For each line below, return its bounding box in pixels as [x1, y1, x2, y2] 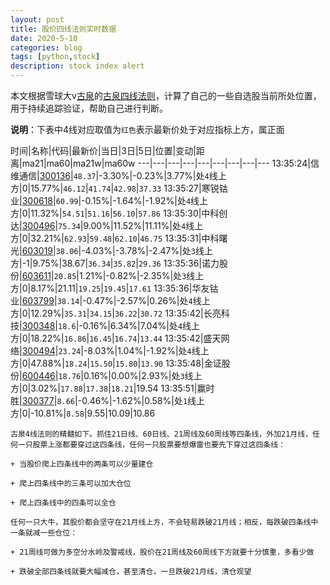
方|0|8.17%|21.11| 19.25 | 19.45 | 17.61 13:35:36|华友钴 [10, 282, 219, 294]
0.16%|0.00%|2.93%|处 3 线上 [83, 370, 203, 381]
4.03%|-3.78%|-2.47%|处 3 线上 [84, 245, 214, 256]
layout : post [10, 14, 65, 25]
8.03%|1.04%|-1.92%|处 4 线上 [87, 345, 210, 356]
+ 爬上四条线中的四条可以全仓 [10, 498, 117, 508]
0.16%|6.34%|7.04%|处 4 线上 [82, 320, 201, 331]
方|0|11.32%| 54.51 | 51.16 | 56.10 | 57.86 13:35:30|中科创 [10, 207, 228, 219]
